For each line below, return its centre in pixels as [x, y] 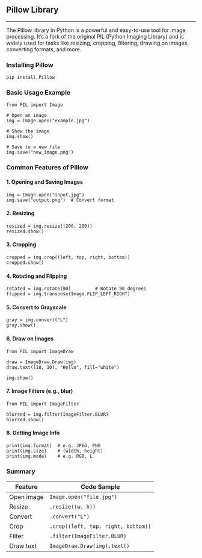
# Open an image [26, 116]
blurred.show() [25, 419]
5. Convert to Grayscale [36, 307]
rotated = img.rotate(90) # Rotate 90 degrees [76, 289]
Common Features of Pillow [47, 168]
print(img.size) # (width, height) [55, 451]
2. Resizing [20, 213]
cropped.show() [25, 262]
